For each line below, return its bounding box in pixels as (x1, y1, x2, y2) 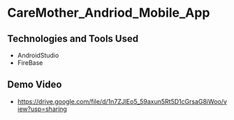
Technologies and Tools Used (7, 33, 138, 45)
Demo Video (7, 79, 62, 91)
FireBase (17, 59, 43, 67)
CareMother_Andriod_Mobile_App (7, 5, 210, 21)
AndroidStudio (17, 51, 59, 59)
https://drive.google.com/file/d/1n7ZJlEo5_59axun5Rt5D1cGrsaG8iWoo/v (17, 97, 227, 105)
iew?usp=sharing (17, 105, 68, 113)
